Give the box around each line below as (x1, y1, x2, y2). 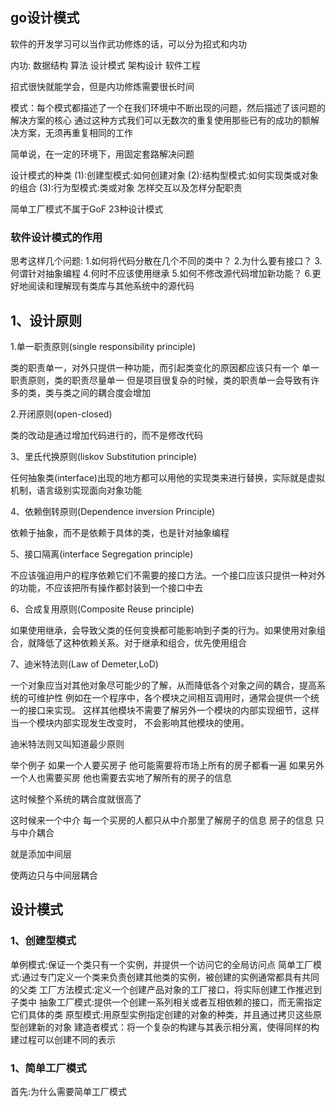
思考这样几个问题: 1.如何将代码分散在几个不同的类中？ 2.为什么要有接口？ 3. (10, 255, 323, 267)
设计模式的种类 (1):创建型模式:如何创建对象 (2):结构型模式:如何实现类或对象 (10, 169, 319, 181)
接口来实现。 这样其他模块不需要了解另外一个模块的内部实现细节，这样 (27, 704, 320, 716)
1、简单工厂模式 (10, 1061, 87, 1075)
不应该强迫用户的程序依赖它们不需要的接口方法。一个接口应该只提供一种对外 (10, 569, 326, 581)
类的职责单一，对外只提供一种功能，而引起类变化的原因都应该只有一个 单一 (10, 361, 320, 373)
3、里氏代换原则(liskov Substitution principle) (10, 450, 198, 462)
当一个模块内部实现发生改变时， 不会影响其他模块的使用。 (10, 716, 250, 728)
